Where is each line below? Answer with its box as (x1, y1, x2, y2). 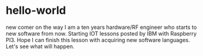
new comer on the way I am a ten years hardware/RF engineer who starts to (6, 23, 197, 31)
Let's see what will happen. (6, 43, 75, 50)
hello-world (6, 4, 67, 17)
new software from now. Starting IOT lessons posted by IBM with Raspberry (6, 30, 197, 37)
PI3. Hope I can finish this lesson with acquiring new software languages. (6, 36, 190, 43)
